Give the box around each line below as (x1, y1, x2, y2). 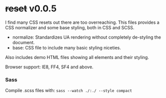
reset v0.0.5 (5, 3, 57, 14)
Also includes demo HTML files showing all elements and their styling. (5, 54, 150, 60)
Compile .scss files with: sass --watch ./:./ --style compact (5, 88, 133, 94)
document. (12, 39, 35, 45)
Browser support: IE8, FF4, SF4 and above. (5, 64, 94, 70)
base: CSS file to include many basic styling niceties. (12, 45, 121, 50)
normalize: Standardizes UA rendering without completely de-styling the (12, 34, 161, 40)
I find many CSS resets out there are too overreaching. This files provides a (5, 19, 160, 25)
